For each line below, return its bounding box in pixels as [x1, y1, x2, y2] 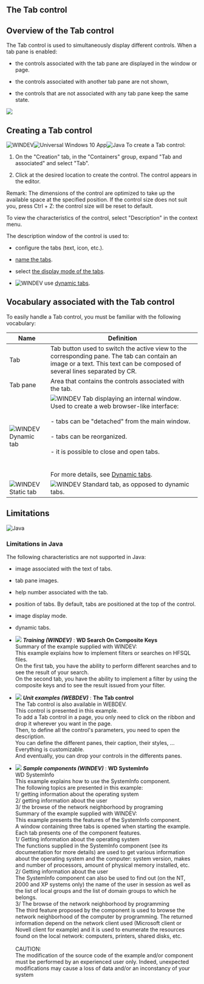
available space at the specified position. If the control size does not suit [6, 196, 188, 203]
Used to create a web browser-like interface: [50, 402, 179, 410]
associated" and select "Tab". [15, 160, 90, 167]
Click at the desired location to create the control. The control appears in [15, 171, 197, 178]
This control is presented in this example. [15, 707, 118, 714]
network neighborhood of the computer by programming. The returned [15, 913, 193, 920]
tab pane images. [15, 577, 59, 584]
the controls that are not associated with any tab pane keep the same [15, 90, 189, 97]
